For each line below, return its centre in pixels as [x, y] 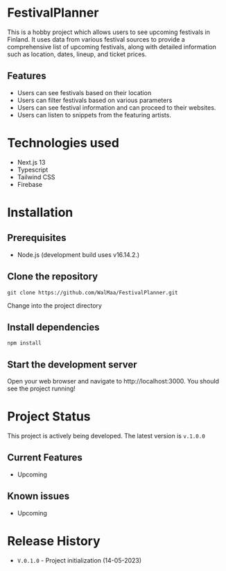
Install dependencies [53, 327]
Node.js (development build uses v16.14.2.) [78, 254]
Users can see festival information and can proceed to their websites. [116, 107]
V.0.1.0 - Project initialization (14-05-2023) [79, 560]
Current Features [45, 457]
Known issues [38, 496]
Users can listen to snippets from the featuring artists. [94, 115]
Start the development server [72, 364]
